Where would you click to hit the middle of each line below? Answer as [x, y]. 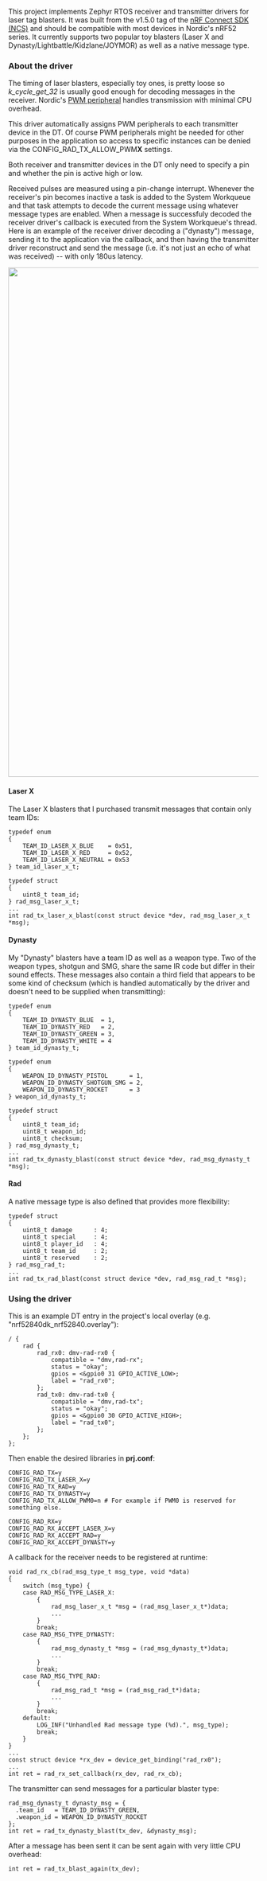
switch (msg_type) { [56, 1586]
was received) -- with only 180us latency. [76, 256]
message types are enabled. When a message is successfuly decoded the [130, 214]
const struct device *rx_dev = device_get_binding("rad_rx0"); [115, 1760]
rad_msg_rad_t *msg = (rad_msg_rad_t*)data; [126, 1691]
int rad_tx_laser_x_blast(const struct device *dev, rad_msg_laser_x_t [129, 915]
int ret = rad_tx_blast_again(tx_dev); [74, 1869]
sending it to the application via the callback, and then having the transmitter [133, 240]
